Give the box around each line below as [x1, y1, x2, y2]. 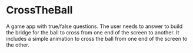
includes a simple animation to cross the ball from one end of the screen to [6, 35, 188, 42]
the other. [6, 41, 29, 48]
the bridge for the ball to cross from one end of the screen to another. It [6, 29, 179, 36]
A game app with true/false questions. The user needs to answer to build [6, 23, 183, 30]
